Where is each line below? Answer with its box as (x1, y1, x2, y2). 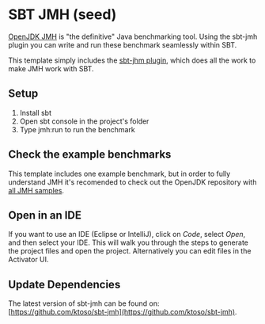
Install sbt (19, 108, 51, 117)
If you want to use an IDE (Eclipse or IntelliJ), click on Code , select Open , (8, 230, 246, 239)
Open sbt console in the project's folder (19, 116, 150, 126)
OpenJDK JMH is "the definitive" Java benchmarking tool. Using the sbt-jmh (8, 32, 258, 41)
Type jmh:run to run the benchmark (19, 124, 136, 134)
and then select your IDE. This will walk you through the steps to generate (8, 238, 249, 247)
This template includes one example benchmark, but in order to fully (8, 169, 231, 178)
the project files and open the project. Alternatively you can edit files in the (8, 246, 252, 256)
